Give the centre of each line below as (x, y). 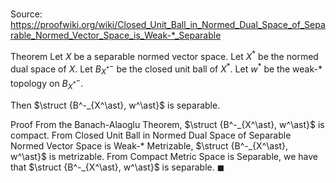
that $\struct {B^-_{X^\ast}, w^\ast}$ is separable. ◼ (117, 167)
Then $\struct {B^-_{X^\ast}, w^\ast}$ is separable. (115, 105)
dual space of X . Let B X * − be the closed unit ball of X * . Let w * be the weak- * (166, 69)
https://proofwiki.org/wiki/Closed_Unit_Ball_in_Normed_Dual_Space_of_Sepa (168, 25)
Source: (26, 14)
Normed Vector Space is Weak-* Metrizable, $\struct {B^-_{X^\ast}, (149, 145)
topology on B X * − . (47, 84)
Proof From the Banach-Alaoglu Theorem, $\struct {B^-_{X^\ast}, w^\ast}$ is (167, 124)
